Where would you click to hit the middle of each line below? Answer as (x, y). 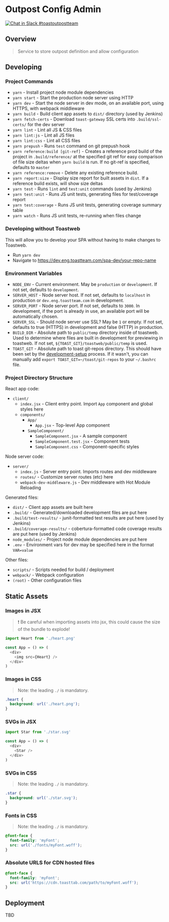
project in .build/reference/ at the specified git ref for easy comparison (88, 157)
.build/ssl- (149, 120)
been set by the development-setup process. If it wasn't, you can (80, 354)
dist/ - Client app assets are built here (53, 507)
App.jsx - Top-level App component (72, 425)
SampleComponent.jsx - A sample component (81, 436)
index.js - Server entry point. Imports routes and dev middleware (88, 472)
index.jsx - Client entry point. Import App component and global (87, 404)
